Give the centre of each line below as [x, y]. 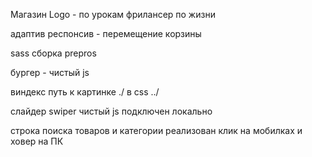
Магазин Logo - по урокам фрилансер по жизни [113, 14]
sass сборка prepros [53, 53]
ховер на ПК [37, 141]
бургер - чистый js [50, 72]
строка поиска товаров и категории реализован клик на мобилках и [156, 130]
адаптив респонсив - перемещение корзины [106, 33]
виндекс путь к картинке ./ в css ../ [85, 92]
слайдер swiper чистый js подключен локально [111, 111]
